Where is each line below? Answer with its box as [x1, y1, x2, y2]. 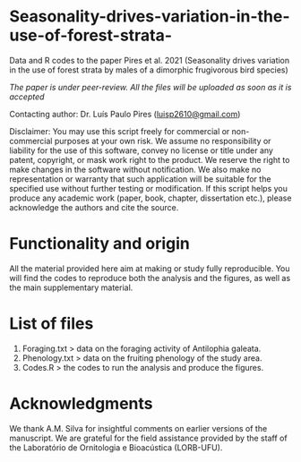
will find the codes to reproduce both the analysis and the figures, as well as [9, 272, 291, 283]
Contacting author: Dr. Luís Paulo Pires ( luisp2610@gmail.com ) [9, 108, 241, 119]
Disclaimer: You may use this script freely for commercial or [9, 125, 230, 136]
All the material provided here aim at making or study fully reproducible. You [9, 262, 290, 274]
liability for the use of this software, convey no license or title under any [9, 145, 273, 156]
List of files [9, 313, 94, 334]
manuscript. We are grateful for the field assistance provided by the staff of [9, 432, 288, 443]
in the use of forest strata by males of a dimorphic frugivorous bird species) [9, 64, 288, 75]
